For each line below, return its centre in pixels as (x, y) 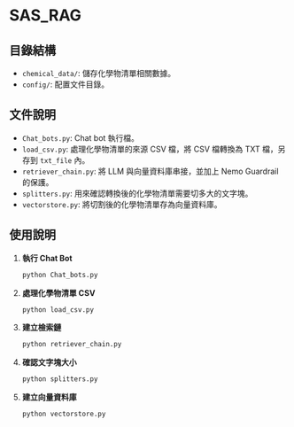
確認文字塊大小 (49, 362)
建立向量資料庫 (49, 397)
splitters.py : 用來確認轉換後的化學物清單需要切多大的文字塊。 (137, 193)
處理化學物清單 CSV (58, 292)
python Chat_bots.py (60, 275)
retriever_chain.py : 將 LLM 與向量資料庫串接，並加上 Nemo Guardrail (150, 171)
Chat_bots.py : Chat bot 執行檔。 (81, 137)
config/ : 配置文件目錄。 (65, 84)
